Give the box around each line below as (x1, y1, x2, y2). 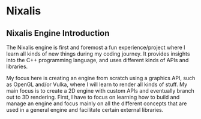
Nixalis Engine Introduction (6, 28, 110, 38)
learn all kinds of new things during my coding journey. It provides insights (6, 50, 190, 57)
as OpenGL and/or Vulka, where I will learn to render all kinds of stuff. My (6, 81, 188, 88)
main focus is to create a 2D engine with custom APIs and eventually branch (6, 87, 195, 94)
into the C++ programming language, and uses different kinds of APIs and (6, 57, 189, 63)
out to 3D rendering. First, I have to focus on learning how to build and (6, 94, 180, 100)
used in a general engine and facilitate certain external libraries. (6, 106, 164, 113)
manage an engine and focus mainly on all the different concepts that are (6, 100, 187, 107)
